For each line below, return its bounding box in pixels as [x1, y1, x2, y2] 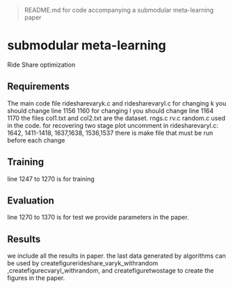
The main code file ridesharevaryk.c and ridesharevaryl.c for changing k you [7, 99, 227, 107]
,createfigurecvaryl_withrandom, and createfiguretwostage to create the [7, 267, 214, 275]
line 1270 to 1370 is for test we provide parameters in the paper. [7, 213, 189, 222]
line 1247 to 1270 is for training [7, 174, 95, 183]
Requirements [7, 81, 70, 92]
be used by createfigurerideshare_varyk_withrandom [7, 259, 159, 267]
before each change [7, 135, 65, 144]
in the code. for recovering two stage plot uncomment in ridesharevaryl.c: [7, 121, 219, 129]
